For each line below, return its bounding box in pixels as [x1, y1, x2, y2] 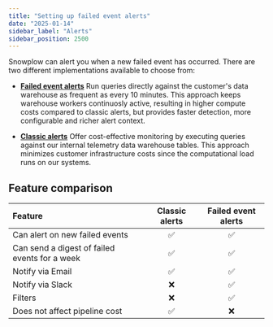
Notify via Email [12, 266, 72, 277]
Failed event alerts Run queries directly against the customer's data [19, 81, 249, 91]
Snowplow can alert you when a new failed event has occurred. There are [8, 57, 256, 67]
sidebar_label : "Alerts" [8, 27, 93, 35]
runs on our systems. [19, 158, 92, 168]
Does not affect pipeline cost [12, 306, 123, 317]
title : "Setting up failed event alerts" [8, 11, 151, 20]
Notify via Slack [12, 279, 73, 290]
